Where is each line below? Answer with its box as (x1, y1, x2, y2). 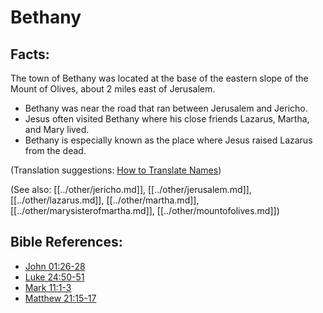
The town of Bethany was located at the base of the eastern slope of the (10, 72, 309, 84)
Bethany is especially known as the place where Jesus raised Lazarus (24, 134, 313, 146)
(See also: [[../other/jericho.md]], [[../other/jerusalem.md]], (10, 184, 252, 195)
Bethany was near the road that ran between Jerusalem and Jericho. (24, 102, 308, 114)
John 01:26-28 (24, 260, 86, 272)
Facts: (10, 46, 50, 63)
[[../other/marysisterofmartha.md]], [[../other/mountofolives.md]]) (10, 205, 280, 216)
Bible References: (10, 234, 123, 251)
